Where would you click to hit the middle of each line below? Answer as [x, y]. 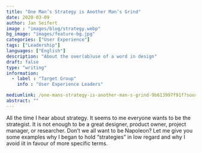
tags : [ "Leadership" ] [33, 46]
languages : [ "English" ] [36, 51]
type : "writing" [26, 67]
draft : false [23, 62]
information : [23, 73]
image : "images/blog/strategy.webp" [54, 28]
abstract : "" [23, 101]
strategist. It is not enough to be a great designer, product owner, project [96, 124]
